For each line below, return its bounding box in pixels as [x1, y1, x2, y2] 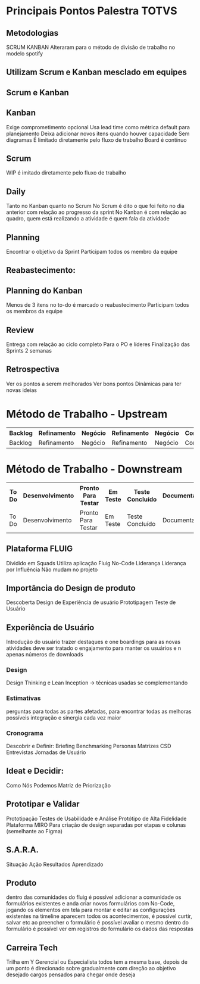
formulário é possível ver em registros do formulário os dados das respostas [6, 925, 193, 933]
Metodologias [6, 28, 59, 38]
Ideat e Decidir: [6, 766, 64, 776]
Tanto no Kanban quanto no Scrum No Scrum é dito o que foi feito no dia [6, 203, 185, 210]
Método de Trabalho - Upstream [6, 407, 168, 421]
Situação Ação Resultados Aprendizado [6, 861, 104, 868]
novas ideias [6, 386, 37, 394]
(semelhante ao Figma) [6, 827, 63, 834]
